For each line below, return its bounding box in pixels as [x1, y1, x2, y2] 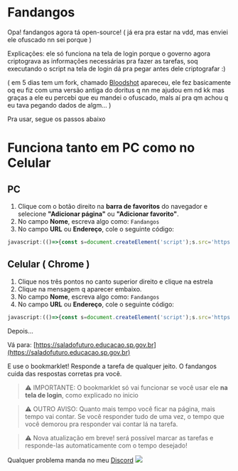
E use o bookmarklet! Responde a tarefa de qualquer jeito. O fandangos [7, 361, 217, 371]
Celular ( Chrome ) [7, 258, 90, 271]
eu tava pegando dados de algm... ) [7, 100, 112, 109]
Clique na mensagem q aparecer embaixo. [17, 284, 142, 293]
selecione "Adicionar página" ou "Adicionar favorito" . [17, 209, 179, 218]
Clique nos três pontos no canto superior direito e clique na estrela [17, 277, 213, 286]
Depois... [7, 326, 34, 335]
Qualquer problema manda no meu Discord [7, 455, 134, 464]
